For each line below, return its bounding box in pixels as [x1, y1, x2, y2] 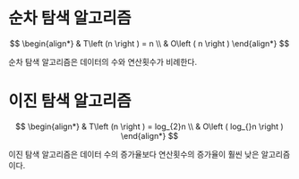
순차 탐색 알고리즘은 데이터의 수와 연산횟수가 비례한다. [8, 56, 198, 67]
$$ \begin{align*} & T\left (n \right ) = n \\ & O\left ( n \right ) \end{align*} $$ [9, 37, 290, 49]
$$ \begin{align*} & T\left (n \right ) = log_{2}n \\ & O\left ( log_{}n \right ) [15, 121, 284, 132]
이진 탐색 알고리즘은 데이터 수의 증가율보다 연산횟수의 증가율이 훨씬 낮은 [8, 149, 260, 159]
